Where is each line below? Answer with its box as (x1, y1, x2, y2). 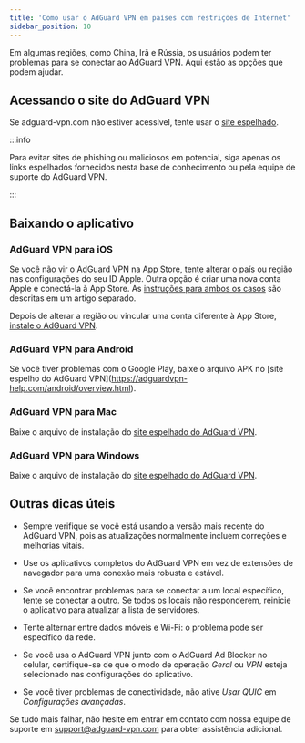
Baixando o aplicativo (9, 215, 135, 231)
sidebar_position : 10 (9, 22, 92, 31)
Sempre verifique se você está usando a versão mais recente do (22, 521, 265, 531)
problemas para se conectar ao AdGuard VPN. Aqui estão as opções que (9, 57, 284, 67)
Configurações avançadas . (22, 696, 126, 707)
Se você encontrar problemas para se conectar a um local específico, (22, 584, 285, 595)
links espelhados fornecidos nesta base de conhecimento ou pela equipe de (9, 161, 296, 173)
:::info (9, 134, 31, 146)
